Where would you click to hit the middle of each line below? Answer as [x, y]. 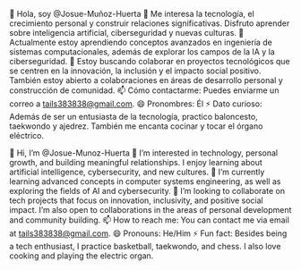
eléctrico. [27, 135]
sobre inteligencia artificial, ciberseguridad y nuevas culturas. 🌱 [127, 33]
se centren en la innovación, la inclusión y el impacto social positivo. [135, 71]
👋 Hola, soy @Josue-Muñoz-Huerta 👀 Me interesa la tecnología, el [132, 14]
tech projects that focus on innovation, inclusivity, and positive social [137, 200]
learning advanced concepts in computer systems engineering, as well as [145, 181]
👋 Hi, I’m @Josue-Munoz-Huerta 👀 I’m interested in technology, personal [144, 153]
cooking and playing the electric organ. [82, 256]
